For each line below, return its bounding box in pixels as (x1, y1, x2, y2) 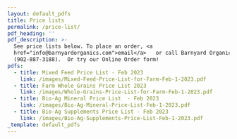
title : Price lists (7, 17, 65, 24)
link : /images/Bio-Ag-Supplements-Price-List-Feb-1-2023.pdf (20, 114, 203, 121)
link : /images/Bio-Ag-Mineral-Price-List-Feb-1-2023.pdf (20, 102, 191, 109)
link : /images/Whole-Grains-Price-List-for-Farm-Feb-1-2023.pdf (20, 88, 213, 95)
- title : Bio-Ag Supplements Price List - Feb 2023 (13, 108, 169, 115)
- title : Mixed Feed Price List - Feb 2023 (13, 69, 143, 76)
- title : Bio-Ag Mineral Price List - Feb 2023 (13, 95, 159, 102)
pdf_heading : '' (7, 29, 55, 37)
